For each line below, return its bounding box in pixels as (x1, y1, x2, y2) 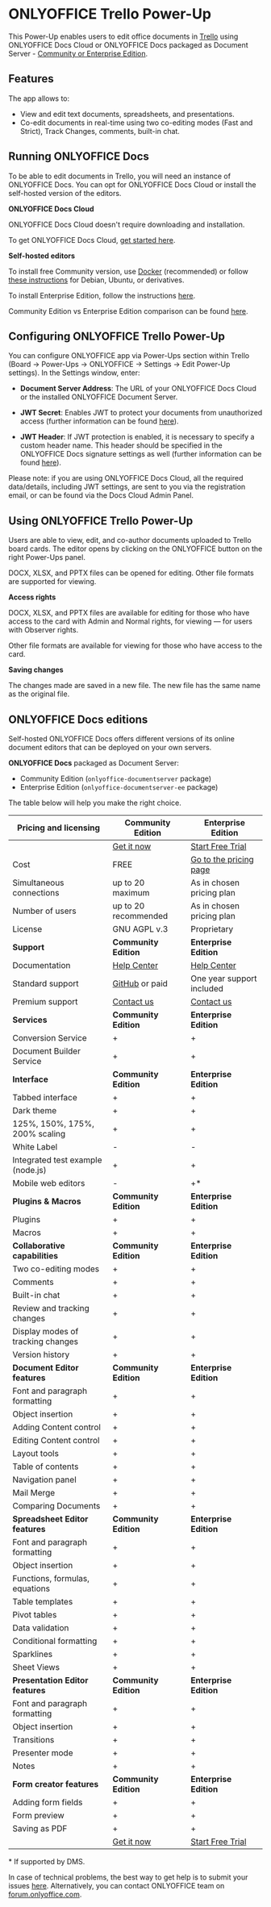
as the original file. (8, 689, 70, 699)
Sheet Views (12, 1662, 60, 1672)
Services (12, 1014, 48, 1025)
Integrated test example (12, 1154, 102, 1166)
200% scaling (12, 1129, 66, 1139)
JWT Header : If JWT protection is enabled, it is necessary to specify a (19, 432, 255, 442)
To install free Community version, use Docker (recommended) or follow (8, 266, 248, 276)
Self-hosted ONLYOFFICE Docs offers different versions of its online (8, 734, 236, 743)
